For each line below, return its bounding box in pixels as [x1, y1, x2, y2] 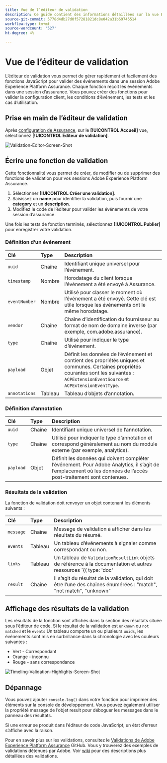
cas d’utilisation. [5, 99, 38, 105]
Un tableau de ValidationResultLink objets [54, 554, 155, 561]
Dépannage [5, 683, 42, 692]
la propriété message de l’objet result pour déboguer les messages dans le [5, 707, 158, 713]
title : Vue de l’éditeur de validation [5, 7, 88, 12]
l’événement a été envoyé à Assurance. [64, 281, 156, 288]
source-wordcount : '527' [5, 26, 57, 31]
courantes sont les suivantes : [64, 369, 134, 376]
